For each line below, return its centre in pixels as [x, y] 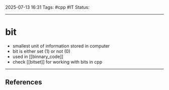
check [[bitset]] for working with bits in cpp [57, 61]
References [24, 82]
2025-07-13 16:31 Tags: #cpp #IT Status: [47, 7]
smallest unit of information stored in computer [61, 46]
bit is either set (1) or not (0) [41, 51]
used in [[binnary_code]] [38, 56]
